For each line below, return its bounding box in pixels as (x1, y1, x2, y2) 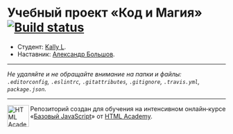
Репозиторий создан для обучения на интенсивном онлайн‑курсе (30, 104, 226, 112)
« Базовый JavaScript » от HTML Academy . (30, 112, 153, 120)
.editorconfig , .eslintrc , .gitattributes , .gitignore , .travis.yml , (7, 77, 200, 85)
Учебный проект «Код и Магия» (7, 5, 202, 21)
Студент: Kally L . (17, 42, 67, 51)
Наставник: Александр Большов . (17, 50, 116, 58)
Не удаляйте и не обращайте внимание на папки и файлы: (7, 69, 182, 78)
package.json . (7, 85, 46, 93)
